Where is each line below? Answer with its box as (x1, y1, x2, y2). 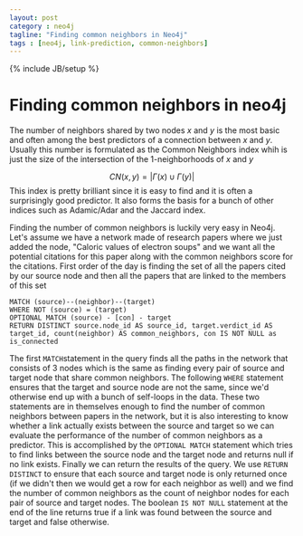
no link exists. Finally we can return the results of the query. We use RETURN (9, 459, 289, 470)
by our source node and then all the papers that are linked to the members (9, 271, 287, 282)
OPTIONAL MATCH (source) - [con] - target (9, 313, 172, 322)
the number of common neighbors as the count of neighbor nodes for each (9, 488, 289, 499)
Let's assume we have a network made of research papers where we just (9, 232, 283, 243)
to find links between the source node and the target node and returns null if (9, 449, 294, 460)
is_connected (9, 337, 59, 347)
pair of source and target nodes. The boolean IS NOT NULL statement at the (9, 497, 289, 508)
